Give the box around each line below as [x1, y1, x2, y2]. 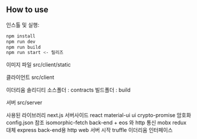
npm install [6, 33, 35, 39]
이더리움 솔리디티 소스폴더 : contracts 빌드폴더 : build [6, 86, 131, 94]
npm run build [6, 44, 41, 50]
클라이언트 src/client [6, 74, 54, 81]
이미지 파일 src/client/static [6, 61, 71, 68]
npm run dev [6, 39, 35, 45]
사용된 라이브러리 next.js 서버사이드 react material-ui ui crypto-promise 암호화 [6, 112, 191, 119]
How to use [6, 5, 49, 15]
